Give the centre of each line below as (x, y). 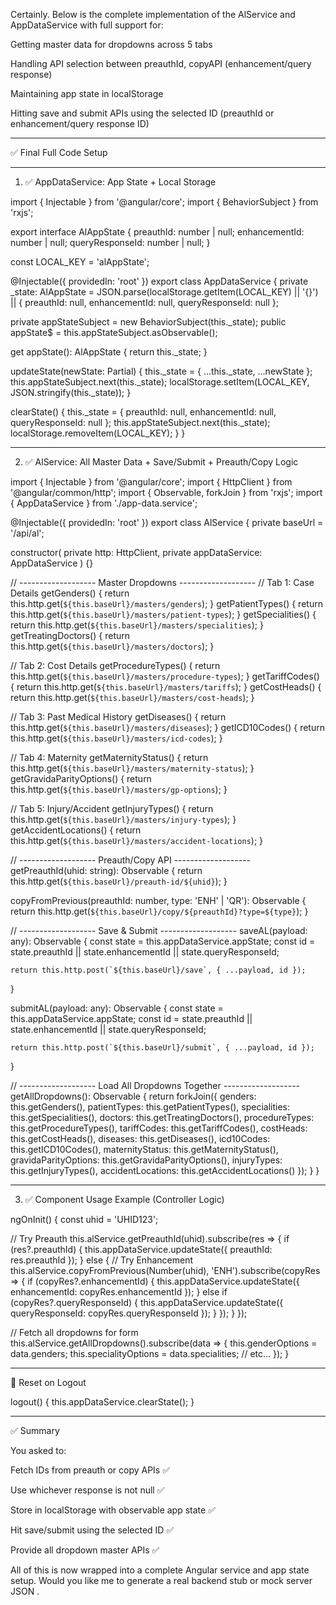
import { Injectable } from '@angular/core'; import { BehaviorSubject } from (164, 202)
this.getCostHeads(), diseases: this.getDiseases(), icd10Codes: (140, 1138)
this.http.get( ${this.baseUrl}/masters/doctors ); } (112, 646)
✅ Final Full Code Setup (59, 152)
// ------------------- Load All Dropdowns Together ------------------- (155, 1085)
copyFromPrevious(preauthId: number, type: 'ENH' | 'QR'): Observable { (158, 900)
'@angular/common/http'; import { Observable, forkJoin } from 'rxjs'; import (166, 492)
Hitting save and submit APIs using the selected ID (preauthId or (142, 113)
